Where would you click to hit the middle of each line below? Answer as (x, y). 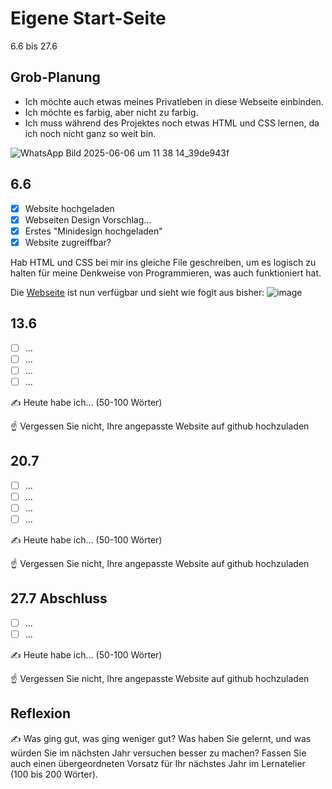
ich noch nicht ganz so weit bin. (90, 133)
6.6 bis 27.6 (34, 46)
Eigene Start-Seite (88, 18)
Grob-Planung (55, 77)
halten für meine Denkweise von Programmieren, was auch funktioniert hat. (166, 273)
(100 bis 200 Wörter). (54, 774)
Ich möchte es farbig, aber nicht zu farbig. (111, 112)
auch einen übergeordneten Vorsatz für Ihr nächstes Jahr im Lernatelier (158, 763)
